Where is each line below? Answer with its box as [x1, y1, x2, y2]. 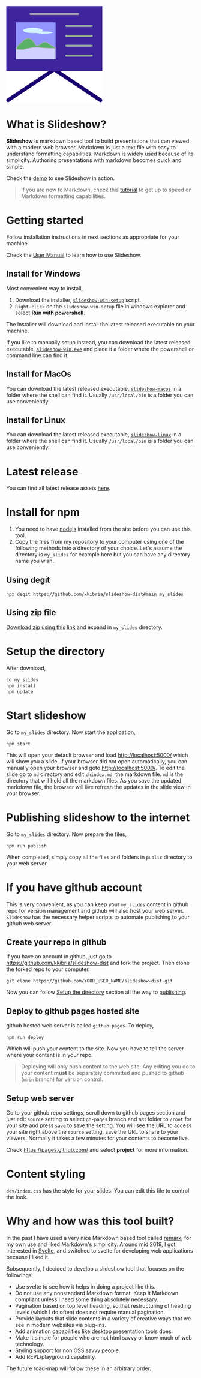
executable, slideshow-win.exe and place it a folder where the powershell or [6, 345, 194, 352]
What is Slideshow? [6, 118, 107, 131]
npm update [6, 688, 34, 695]
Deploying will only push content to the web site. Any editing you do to [20, 1063, 196, 1070]
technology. [14, 1340, 45, 1347]
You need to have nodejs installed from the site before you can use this [14, 525, 191, 533]
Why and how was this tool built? [6, 1215, 175, 1228]
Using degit [6, 574, 50, 585]
